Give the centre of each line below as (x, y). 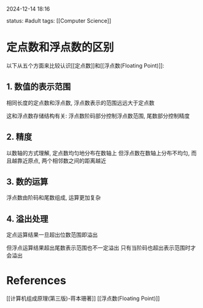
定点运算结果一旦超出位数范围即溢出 (52, 235)
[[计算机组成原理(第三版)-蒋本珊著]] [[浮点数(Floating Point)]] (83, 298)
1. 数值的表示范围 (39, 87)
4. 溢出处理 (27, 219)
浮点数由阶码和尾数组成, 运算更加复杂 (54, 198)
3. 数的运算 (27, 181)
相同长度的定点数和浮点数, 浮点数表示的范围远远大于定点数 (80, 102)
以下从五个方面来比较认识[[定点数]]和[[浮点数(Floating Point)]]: (85, 65)
